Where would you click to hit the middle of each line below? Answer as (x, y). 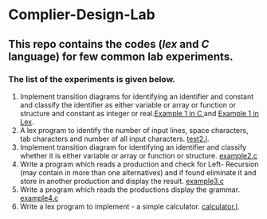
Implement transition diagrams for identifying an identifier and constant (137, 96)
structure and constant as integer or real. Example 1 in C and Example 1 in (139, 113)
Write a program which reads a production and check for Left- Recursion (139, 164)
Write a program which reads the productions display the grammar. (130, 190)
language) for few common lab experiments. (121, 56)
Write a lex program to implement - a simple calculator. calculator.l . (130, 206)
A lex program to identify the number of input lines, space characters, (134, 130)
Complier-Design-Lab (82, 15)
